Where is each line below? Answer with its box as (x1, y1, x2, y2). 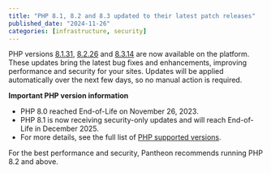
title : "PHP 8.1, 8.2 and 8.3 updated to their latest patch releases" (8, 11, 256, 20)
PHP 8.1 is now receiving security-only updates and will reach (19, 115, 226, 125)
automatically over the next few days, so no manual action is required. (8, 75, 243, 85)
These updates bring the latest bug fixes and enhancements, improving (8, 58, 247, 67)
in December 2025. (34, 123, 100, 134)
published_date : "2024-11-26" (8, 19, 111, 28)
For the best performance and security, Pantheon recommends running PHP (8, 148, 264, 158)
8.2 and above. (8, 157, 58, 167)
